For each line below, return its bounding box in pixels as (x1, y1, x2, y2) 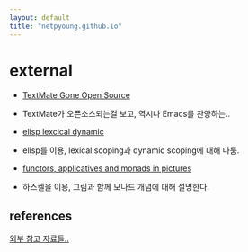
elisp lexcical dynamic (22, 127, 105, 138)
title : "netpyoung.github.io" (9, 22, 123, 31)
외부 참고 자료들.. (9, 233, 70, 244)
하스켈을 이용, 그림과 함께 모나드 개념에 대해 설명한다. (22, 182, 209, 193)
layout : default (9, 13, 70, 22)
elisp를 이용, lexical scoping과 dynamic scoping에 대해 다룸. (22, 145, 240, 156)
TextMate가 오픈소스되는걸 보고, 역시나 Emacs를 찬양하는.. (22, 109, 231, 120)
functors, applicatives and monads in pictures (22, 163, 192, 174)
